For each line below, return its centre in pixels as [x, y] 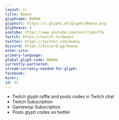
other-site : [17, 50]
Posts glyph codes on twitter [41, 112]
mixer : [12, 78]
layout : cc [16, 10]
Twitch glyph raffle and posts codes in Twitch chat [63, 96]
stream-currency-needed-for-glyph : [41, 69]
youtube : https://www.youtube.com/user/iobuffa [55, 32]
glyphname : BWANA [23, 19]
